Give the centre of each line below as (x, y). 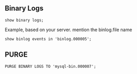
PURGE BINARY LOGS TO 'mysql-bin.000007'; (50, 66)
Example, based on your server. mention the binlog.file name (68, 30)
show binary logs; (24, 20)
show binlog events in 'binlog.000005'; (48, 39)
